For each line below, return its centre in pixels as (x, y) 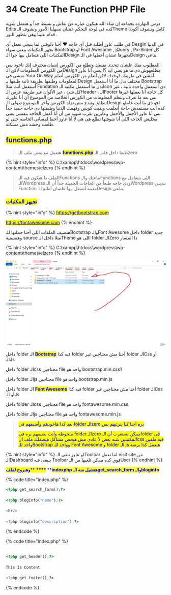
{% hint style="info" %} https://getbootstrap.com (57, 213)
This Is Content (23, 567)
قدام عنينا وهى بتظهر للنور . (32, 34)
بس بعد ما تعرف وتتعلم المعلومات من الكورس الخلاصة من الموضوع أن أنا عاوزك (81, 97)
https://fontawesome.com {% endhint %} (49, 223)
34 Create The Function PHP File (76, 9)
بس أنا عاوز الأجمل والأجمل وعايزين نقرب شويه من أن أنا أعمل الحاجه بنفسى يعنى (83, 113)
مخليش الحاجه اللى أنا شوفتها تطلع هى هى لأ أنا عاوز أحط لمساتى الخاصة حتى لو (82, 118)
